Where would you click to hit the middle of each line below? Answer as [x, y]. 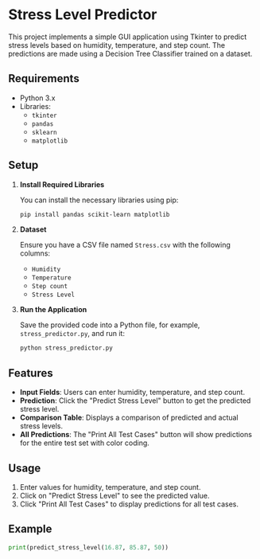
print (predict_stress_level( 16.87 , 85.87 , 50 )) [89, 547]
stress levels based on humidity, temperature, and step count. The [117, 45]
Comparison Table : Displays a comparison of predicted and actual [129, 418]
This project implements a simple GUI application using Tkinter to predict [128, 37]
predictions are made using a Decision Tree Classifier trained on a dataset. [130, 53]
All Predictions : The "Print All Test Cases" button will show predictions [136, 435]
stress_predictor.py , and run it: [72, 334]
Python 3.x [37, 98]
